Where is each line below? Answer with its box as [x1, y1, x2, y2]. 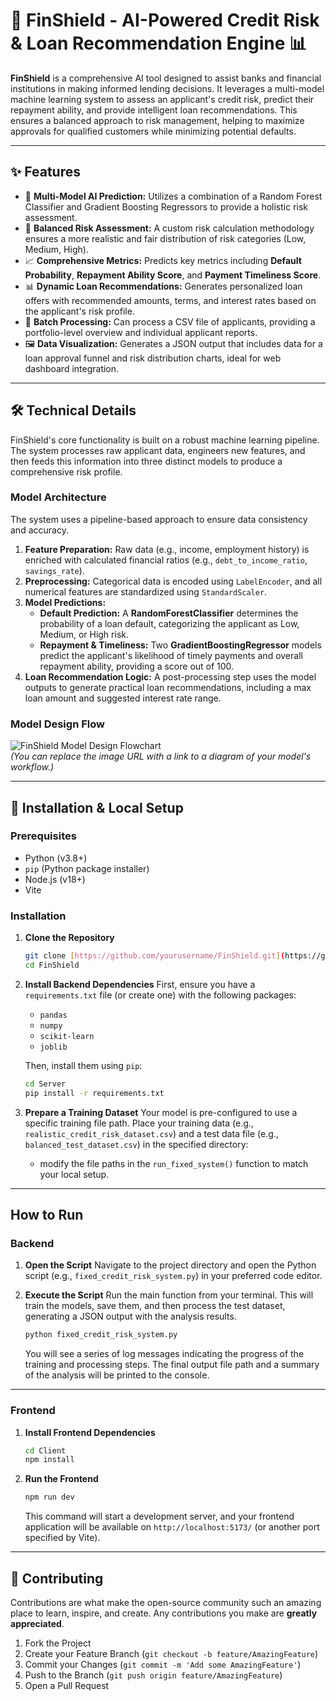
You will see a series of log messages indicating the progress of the [24, 1348, 305, 1360]
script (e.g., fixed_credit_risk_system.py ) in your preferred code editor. [24, 1270, 323, 1282]
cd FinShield [24, 960, 80, 971]
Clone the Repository [24, 932, 115, 944]
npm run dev [24, 1492, 75, 1503]
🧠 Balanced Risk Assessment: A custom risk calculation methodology [24, 222, 315, 234]
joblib [39, 1042, 68, 1052]
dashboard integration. [24, 362, 120, 374]
